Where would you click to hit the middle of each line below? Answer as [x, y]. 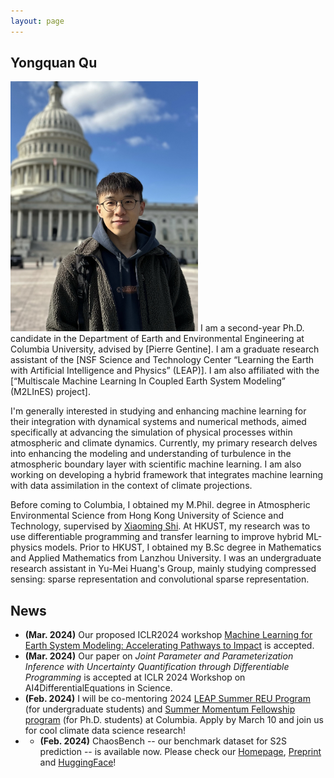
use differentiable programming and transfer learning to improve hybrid [157, 537]
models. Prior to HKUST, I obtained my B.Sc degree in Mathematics [183, 547]
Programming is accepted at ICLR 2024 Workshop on [135, 677]
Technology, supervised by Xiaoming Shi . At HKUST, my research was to [160, 526]
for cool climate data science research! [105, 731]
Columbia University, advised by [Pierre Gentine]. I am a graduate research [165, 349]
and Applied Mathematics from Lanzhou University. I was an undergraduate [166, 558]
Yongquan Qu [54, 63]
